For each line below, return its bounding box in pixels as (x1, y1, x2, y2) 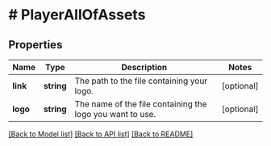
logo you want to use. (74, 109, 156, 119)
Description (121, 62, 168, 73)
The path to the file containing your (74, 75, 208, 86)
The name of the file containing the (74, 98, 207, 110)
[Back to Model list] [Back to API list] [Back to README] (8, 129, 194, 139)
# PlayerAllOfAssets (8, 6, 146, 24)
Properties (8, 38, 63, 52)
